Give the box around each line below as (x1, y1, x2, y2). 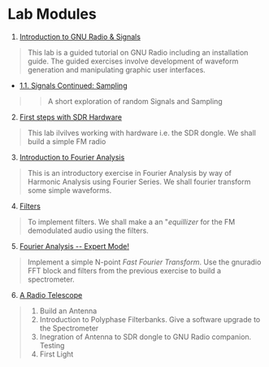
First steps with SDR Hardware (19, 111, 123, 122)
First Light (39, 349, 74, 359)
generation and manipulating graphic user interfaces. (27, 64, 206, 74)
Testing (39, 340, 65, 350)
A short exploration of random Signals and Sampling (47, 96, 223, 106)
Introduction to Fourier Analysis (19, 152, 125, 162)
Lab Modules (7, 5, 97, 24)
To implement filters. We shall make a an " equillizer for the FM (27, 216, 236, 226)
